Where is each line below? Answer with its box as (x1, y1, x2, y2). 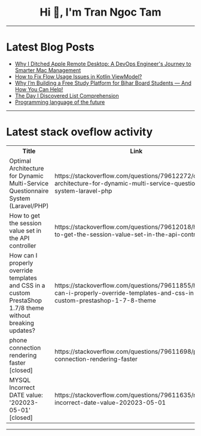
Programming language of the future (14, 98, 105, 106)
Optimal (9, 156, 32, 165)
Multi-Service (9, 179, 49, 187)
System (9, 194, 31, 202)
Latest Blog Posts (6, 40, 95, 54)
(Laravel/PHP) (9, 201, 49, 210)
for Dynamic (9, 171, 44, 180)
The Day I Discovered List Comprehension (14, 92, 119, 99)
